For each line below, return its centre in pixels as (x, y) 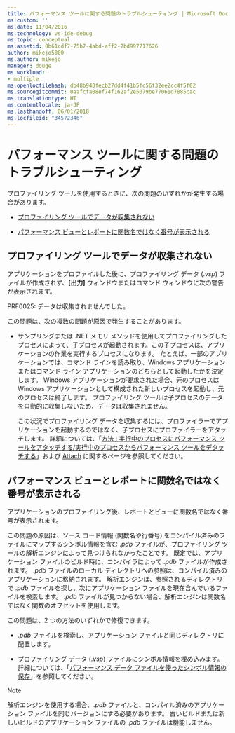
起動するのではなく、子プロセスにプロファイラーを (134, 430)
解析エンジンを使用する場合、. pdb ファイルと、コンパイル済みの (101, 705)
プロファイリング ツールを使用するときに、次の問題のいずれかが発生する (113, 193)
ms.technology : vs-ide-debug (50, 33)
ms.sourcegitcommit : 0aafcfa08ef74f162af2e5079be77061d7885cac (102, 92)
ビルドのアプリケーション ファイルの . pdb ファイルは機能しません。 (117, 722)
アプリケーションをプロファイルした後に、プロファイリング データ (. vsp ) (113, 274)
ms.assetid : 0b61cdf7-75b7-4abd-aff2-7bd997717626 (83, 46)
